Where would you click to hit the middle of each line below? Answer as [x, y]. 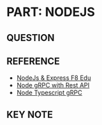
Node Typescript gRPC [49, 93]
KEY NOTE [30, 114]
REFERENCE [33, 61]
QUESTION [31, 38]
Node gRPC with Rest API [53, 85]
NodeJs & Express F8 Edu [54, 78]
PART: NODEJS [51, 12]
